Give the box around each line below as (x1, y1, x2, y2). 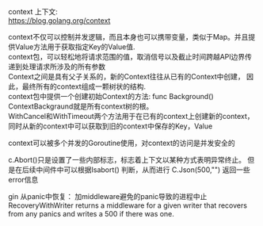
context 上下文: (8, 7, 58, 16)
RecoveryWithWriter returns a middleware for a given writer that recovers (8, 201, 248, 210)
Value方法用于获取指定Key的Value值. (14, 42, 135, 52)
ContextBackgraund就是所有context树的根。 (8, 102, 154, 111)
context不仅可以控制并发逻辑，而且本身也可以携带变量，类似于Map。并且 (8, 33, 249, 41)
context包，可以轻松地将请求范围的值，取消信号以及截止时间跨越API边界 (8, 52, 246, 61)
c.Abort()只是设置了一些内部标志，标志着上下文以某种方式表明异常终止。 (8, 155, 246, 164)
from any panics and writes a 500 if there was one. (8, 209, 174, 218)
